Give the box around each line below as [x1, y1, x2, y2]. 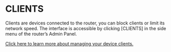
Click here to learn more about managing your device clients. [5, 40, 134, 46]
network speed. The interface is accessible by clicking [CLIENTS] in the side [5, 25, 166, 31]
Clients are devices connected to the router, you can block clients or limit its [5, 20, 165, 26]
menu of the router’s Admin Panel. [5, 31, 77, 37]
